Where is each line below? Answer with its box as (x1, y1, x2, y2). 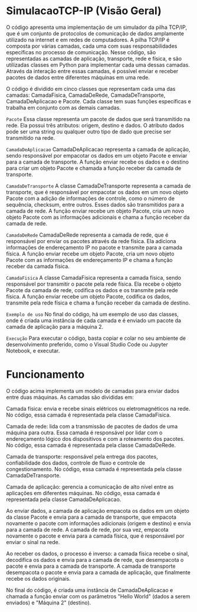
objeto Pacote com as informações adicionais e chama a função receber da (6, 214, 190, 221)
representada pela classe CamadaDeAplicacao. (6, 496, 122, 503)
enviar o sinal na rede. (6, 538, 60, 545)
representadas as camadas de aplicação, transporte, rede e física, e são (6, 55, 182, 62)
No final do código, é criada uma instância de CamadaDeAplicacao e (6, 586, 173, 594)
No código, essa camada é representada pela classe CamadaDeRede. (6, 441, 176, 449)
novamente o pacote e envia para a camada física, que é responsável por (6, 532, 185, 539)
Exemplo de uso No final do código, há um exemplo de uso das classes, (6, 310, 179, 318)
